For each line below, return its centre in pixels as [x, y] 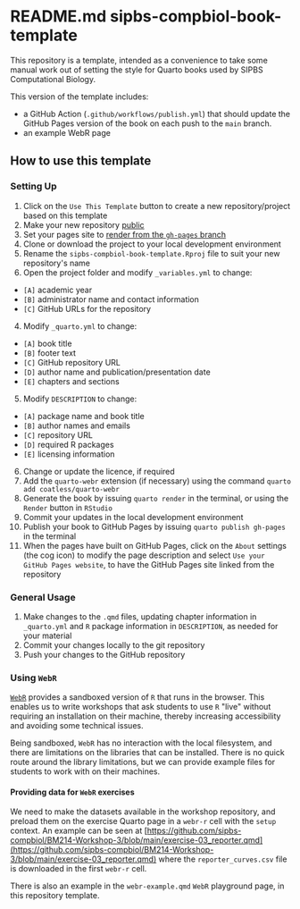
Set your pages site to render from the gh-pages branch [125, 234]
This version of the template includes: [79, 97]
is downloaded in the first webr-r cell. [79, 869]
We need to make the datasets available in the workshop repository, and [143, 812]
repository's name [57, 263]
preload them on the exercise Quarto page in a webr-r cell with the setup [143, 821]
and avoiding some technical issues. [77, 726]
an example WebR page [67, 132]
